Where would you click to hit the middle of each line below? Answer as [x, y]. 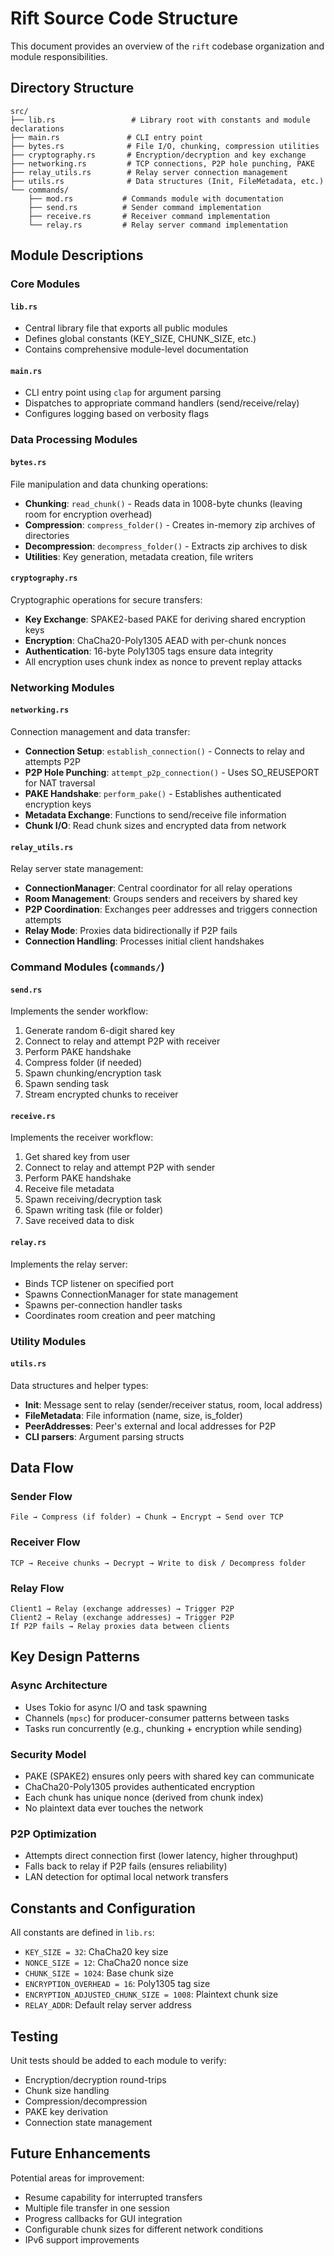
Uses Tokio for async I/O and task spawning [116, 1707]
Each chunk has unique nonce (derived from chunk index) [144, 1798]
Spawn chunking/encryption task [93, 1073]
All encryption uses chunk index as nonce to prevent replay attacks [163, 661]
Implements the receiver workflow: [82, 1138]
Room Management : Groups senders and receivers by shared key [161, 899]
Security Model [48, 1754]
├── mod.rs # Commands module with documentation [156, 198]
